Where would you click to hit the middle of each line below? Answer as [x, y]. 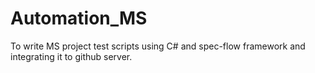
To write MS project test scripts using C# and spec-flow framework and [158, 46]
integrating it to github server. [71, 56]
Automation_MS [79, 18]
